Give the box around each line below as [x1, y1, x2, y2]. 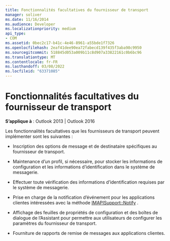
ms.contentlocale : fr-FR [5, 59, 58, 64]
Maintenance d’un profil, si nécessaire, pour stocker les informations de [12, 158, 163, 164]
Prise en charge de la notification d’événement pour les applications [12, 194, 155, 200]
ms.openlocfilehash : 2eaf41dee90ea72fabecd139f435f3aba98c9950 [5, 45, 142, 50]
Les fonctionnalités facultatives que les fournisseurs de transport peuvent [5, 128, 160, 134]
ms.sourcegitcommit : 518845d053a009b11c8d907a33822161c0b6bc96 [5, 50, 142, 55]
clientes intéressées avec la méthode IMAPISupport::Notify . [12, 199, 139, 205]
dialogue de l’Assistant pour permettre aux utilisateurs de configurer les [12, 215, 162, 221]
